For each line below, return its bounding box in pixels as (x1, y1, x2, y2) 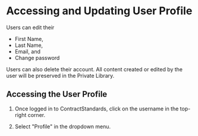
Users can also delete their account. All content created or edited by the (6, 65, 183, 72)
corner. (27, 111, 46, 118)
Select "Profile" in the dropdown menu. (14, 123, 111, 130)
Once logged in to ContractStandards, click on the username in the (14, 105, 179, 112)
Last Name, (14, 42, 43, 49)
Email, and (14, 48, 40, 55)
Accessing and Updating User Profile (6, 4, 193, 18)
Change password (14, 54, 60, 61)
